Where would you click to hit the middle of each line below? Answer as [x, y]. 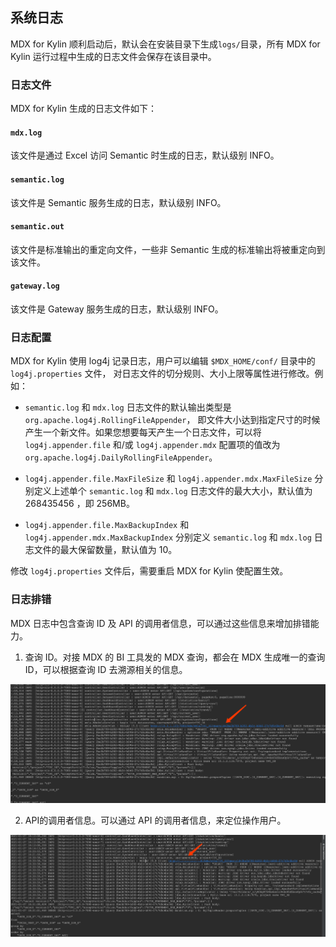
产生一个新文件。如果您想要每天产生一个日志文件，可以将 [143, 432]
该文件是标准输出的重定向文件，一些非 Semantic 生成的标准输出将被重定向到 [168, 249]
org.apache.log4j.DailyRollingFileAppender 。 [121, 457]
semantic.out [37, 227]
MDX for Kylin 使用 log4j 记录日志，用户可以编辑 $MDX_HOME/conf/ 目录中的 [163, 361]
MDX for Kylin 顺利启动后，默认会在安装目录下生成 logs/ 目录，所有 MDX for [165, 44]
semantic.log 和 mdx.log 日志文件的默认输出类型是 [128, 407]
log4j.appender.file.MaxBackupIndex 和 [107, 525]
